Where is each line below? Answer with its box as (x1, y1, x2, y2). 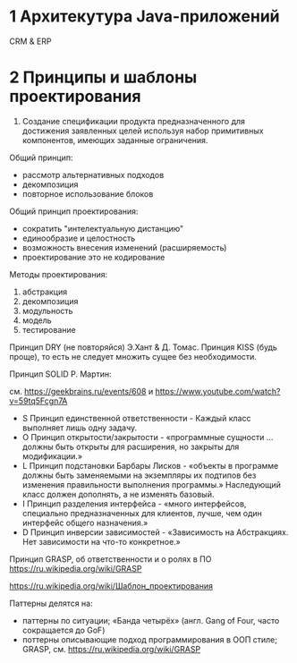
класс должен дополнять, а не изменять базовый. (21, 489, 215, 499)
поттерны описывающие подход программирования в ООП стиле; (21, 633, 277, 645)
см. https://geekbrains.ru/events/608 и (9, 386, 154, 396)
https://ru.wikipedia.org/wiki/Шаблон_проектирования (9, 580, 213, 591)
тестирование (21, 324, 76, 335)
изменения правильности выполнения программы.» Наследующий (21, 479, 282, 489)
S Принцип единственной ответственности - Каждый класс (21, 412, 251, 423)
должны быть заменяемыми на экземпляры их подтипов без (21, 470, 257, 480)
